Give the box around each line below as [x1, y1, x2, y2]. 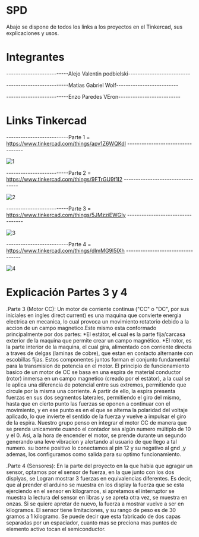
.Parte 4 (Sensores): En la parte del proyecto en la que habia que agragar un [6, 462, 193, 469]
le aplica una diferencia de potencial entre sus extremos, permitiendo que [6, 381, 187, 388]
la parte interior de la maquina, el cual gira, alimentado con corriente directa [6, 343, 192, 350]
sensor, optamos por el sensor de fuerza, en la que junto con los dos [6, 468, 175, 476]
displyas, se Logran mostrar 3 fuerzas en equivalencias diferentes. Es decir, [6, 475, 192, 482]
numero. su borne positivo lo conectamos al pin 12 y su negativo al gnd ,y [6, 444, 186, 451]
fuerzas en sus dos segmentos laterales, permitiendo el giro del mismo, [6, 394, 181, 401]
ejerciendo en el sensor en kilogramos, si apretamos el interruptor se [6, 487, 175, 494]
